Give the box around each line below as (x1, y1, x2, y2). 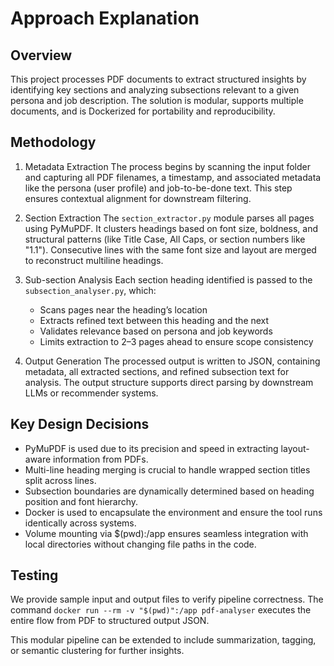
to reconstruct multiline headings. (24, 254, 164, 266)
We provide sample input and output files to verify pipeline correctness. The (10, 593, 324, 606)
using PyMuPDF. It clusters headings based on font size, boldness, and (24, 222, 319, 234)
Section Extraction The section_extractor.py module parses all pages (24, 212, 315, 224)
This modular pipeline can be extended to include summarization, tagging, (10, 634, 317, 646)
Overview (10, 47, 73, 64)
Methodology (10, 134, 97, 151)
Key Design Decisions (10, 416, 150, 433)
